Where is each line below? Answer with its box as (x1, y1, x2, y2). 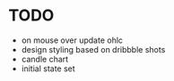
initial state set (21, 63, 75, 74)
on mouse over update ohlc (21, 35, 123, 45)
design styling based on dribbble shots (21, 44, 166, 54)
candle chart (21, 53, 69, 64)
